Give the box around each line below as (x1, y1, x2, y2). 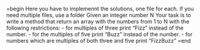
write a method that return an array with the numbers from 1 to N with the (6, 18, 190, 25)
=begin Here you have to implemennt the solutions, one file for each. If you (6, 5, 194, 12)
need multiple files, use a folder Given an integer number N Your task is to (6, 11, 191, 19)
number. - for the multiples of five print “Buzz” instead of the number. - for (6, 31, 193, 38)
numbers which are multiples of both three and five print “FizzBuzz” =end (6, 37, 191, 44)
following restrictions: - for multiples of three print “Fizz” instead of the (6, 24, 184, 31)
